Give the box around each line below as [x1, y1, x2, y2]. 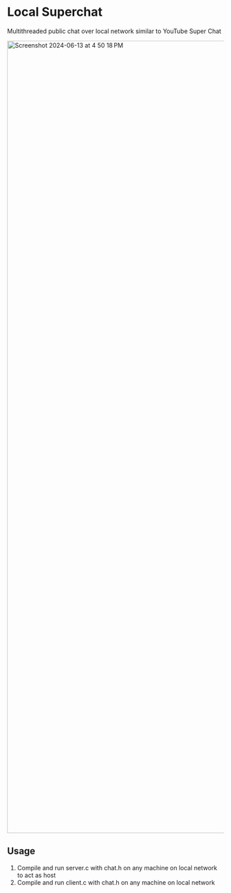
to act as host [16, 871, 56, 879]
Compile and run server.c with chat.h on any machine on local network [16, 863, 218, 872]
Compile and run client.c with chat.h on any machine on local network [16, 878, 215, 886]
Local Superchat [7, 4, 103, 20]
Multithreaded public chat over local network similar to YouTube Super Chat [7, 27, 221, 35]
